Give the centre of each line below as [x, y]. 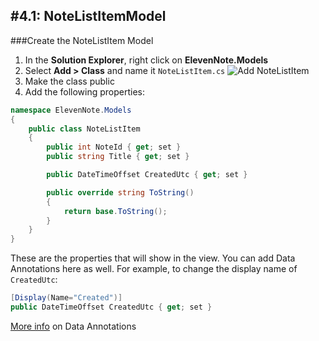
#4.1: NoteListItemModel [88, 16]
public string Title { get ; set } [118, 157]
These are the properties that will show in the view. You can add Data [153, 258]
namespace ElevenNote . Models [71, 110]
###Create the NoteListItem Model [82, 40]
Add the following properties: [85, 91]
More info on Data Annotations [73, 326]
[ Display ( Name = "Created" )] [66, 298]
